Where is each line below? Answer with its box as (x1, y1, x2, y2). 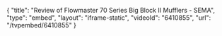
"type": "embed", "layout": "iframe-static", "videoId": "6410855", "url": (6, 13, 211, 22)
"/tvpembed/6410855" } (6, 21, 77, 29)
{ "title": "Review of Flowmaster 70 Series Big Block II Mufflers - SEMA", (6, 6, 215, 14)
